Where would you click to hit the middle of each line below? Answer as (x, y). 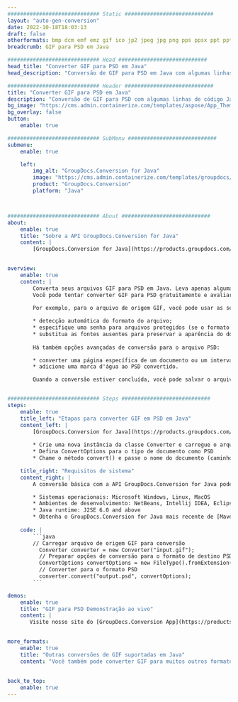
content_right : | (46, 477)
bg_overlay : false (34, 112)
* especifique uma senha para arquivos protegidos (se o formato (131, 328)
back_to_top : (27, 681)
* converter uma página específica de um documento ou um (120, 360)
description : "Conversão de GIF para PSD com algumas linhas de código (115, 99)
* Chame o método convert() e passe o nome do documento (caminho (133, 458)
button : (19, 119)
